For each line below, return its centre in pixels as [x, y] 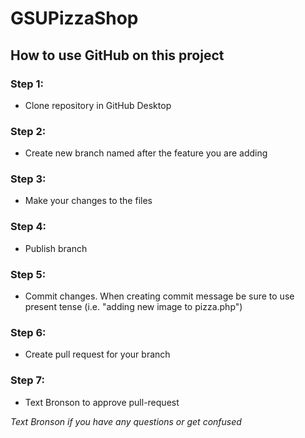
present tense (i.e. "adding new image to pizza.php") [133, 307]
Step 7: [27, 380]
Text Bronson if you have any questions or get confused [126, 421]
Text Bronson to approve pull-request [102, 402]
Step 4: [28, 227]
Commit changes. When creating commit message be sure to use [159, 296]
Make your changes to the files [88, 201]
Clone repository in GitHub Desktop [98, 105]
